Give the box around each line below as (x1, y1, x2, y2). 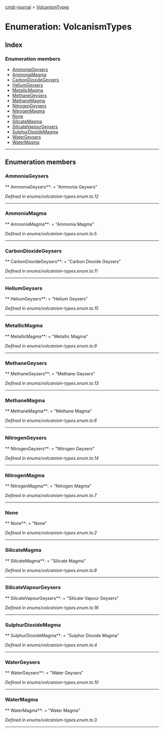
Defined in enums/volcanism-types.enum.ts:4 (5, 642, 97, 648)
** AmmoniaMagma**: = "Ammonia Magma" (5, 221, 94, 227)
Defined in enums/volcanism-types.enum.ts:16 (5, 604, 99, 611)
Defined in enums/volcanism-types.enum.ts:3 (5, 717, 97, 723)
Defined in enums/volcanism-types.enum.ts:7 (5, 492, 97, 498)
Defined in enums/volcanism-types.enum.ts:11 (5, 268, 98, 274)
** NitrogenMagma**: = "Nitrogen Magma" (5, 483, 92, 489)
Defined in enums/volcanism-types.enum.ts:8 (5, 567, 97, 573)
